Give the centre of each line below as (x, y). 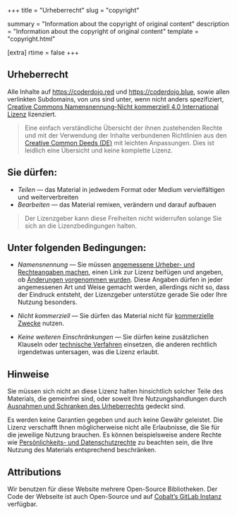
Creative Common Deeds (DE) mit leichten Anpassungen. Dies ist (120, 143)
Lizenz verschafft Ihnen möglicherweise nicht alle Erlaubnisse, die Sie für (114, 428)
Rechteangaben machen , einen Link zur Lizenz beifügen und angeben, (120, 272)
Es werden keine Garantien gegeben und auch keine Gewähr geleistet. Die (115, 420)
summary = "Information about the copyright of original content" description (118, 24)
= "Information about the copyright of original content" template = (103, 31)
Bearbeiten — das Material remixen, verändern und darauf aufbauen (117, 205)
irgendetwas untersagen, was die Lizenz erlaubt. (89, 352)
